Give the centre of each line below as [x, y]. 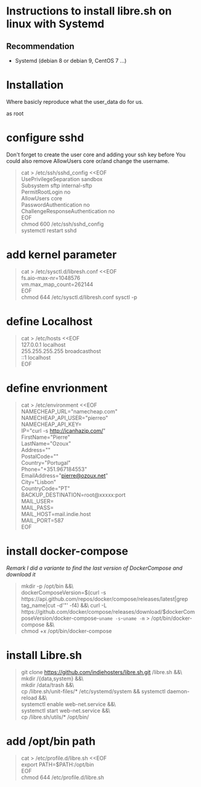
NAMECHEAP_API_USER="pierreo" [65, 418]
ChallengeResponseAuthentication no [68, 211]
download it [21, 574]
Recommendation [40, 46]
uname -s [110, 619]
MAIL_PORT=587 [43, 520]
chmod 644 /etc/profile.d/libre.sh [62, 777]
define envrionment [57, 388]
